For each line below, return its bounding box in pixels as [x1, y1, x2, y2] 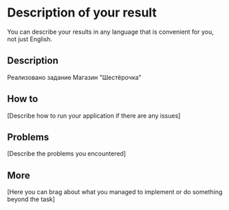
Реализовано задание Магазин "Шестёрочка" [7, 73, 142, 81]
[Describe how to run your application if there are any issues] [7, 112, 181, 120]
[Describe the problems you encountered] [7, 149, 126, 158]
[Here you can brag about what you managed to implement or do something [7, 188, 223, 196]
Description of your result [7, 5, 157, 21]
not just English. [7, 34, 53, 43]
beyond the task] [7, 195, 55, 204]
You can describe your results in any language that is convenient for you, [7, 28, 215, 36]
